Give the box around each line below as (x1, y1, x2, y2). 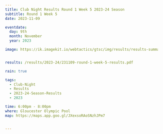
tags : (5, 77, 16, 82)
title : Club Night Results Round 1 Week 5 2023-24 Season (5, 7, 125, 12)
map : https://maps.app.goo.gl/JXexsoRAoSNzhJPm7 (5, 113, 105, 118)
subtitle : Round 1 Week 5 (5, 12, 57, 16)
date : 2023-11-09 (5, 16, 40, 21)
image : (5, 47, 18, 52)
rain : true (5, 69, 27, 74)
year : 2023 (9, 38, 32, 44)
